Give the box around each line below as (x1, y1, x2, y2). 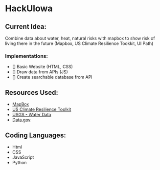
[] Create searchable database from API (12, 74, 92, 80)
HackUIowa (5, 3, 53, 14)
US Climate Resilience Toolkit (12, 106, 71, 112)
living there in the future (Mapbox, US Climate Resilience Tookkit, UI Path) (5, 41, 154, 46)
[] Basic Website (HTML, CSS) (12, 64, 73, 70)
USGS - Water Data (12, 112, 51, 118)
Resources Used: (5, 88, 59, 97)
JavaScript (12, 154, 34, 160)
